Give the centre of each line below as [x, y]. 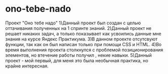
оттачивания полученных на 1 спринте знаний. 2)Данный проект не [78, 28]
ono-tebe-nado [38, 9]
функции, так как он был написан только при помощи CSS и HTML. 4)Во [83, 44]
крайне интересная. [27, 66]
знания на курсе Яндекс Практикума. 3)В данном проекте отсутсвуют [81, 39]
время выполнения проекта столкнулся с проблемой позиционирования [84, 50]
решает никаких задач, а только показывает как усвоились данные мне [83, 33]
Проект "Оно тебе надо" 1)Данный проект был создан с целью [73, 23]
